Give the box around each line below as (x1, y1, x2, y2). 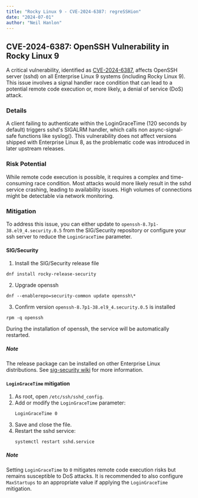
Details (6, 107, 27, 115)
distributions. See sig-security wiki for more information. (6, 367, 144, 374)
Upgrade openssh (14, 282, 59, 289)
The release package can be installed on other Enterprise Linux (6, 360, 161, 367)
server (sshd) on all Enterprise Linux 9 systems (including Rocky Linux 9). (6, 73, 186, 80)
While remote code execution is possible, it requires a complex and (6, 173, 170, 181)
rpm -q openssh (6, 315, 44, 321)
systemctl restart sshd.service (14, 439, 95, 445)
